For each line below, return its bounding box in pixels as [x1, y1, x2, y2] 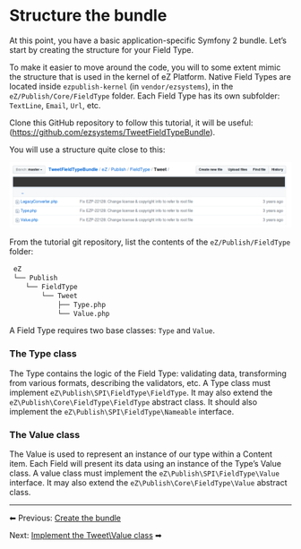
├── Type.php [56, 301, 106, 310]
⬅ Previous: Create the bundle [9, 512, 122, 524]
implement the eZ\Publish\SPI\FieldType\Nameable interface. [9, 406, 235, 416]
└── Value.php [56, 310, 110, 319]
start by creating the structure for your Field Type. [9, 44, 194, 55]
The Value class [9, 428, 81, 441]
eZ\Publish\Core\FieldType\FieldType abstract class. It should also [9, 396, 258, 407]
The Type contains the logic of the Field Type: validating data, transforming [9, 368, 287, 379]
